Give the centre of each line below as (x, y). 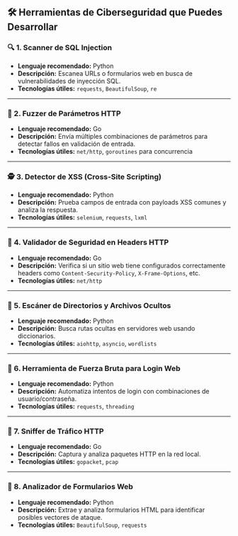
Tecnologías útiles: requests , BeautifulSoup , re (87, 89)
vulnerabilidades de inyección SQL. (69, 81)
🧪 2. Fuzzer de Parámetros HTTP (64, 113)
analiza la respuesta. (47, 210)
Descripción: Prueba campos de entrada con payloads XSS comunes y (122, 203)
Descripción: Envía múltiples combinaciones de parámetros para (112, 136)
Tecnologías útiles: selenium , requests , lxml (82, 217)
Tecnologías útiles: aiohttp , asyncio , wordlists (87, 343)
